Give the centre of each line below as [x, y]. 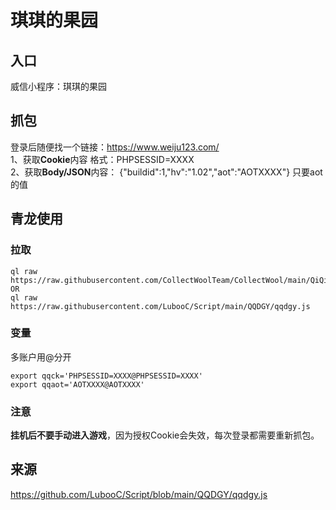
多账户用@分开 [41, 357]
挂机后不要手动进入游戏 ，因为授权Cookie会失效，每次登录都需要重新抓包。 [165, 435]
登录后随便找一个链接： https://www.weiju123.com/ [115, 147]
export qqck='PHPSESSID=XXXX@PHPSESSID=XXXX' [106, 376]
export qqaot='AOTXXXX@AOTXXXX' [77, 384]
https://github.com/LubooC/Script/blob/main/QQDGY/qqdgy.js [139, 494]
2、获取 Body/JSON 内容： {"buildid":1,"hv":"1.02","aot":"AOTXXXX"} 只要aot [166, 172]
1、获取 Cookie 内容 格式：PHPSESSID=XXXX [102, 159]
